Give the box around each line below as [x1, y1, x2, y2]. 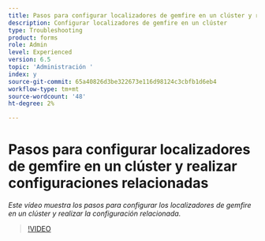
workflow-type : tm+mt [8, 85, 80, 93]
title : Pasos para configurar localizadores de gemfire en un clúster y [8, 11, 252, 20]
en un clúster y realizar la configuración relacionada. [8, 209, 181, 218]
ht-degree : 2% [8, 100, 55, 107]
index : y [8, 70, 37, 78]
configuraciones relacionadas [8, 175, 209, 192]
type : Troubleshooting [8, 26, 83, 34]
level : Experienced [8, 48, 73, 56]
